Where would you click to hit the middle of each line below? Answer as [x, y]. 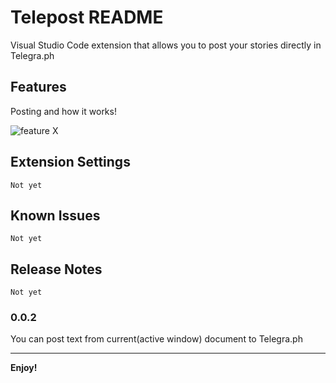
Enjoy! [24, 368]
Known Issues [55, 215]
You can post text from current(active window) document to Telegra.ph [156, 339]
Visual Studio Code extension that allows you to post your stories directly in [166, 45]
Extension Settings [70, 162]
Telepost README [87, 17]
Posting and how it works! [63, 111]
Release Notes [56, 269]
